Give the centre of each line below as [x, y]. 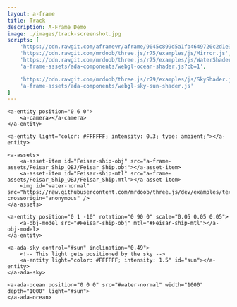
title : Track [26, 21]
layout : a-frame [31, 14]
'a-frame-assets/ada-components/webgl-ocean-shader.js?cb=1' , [113, 66]
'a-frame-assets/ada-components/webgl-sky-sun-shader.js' [107, 86]
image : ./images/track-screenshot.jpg [64, 34]
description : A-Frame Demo [47, 27]
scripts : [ [23, 40]
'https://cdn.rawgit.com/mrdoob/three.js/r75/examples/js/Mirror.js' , [126, 54]
